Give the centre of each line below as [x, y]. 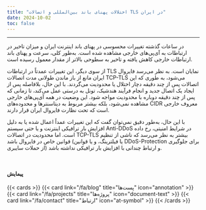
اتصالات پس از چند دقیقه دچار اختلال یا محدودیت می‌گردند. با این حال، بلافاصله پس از [103, 84]
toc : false [21, 23]
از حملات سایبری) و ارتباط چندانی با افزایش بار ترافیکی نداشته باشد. [85, 148]
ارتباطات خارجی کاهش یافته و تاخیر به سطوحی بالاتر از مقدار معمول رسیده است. [100, 59]
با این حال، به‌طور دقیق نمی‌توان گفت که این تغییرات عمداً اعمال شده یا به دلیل [96, 122]
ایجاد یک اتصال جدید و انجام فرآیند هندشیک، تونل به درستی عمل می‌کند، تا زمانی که [101, 91]
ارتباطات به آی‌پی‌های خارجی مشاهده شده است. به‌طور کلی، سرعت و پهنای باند [97, 53]
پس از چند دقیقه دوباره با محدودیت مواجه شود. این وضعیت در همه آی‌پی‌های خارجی [101, 97]
